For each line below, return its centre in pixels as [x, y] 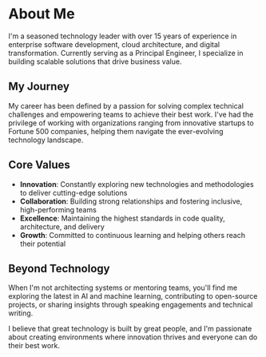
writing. [21, 313]
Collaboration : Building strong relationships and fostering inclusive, [131, 201]
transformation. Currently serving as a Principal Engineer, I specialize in [126, 53]
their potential [43, 244]
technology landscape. [46, 140]
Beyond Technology [59, 268]
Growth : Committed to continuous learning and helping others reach [133, 235]
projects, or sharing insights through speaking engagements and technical [131, 305]
